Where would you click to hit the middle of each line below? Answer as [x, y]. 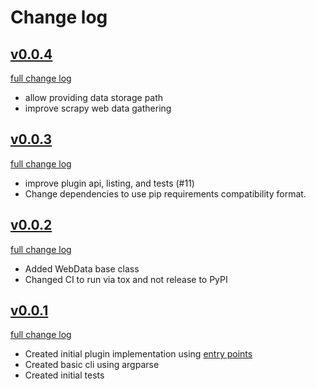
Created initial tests [64, 375]
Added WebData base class [82, 268]
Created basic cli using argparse [92, 365]
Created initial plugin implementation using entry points [138, 354]
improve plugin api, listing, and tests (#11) [109, 183]
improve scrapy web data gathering [98, 108]
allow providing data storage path [94, 97]
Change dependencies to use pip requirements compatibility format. [165, 193]
